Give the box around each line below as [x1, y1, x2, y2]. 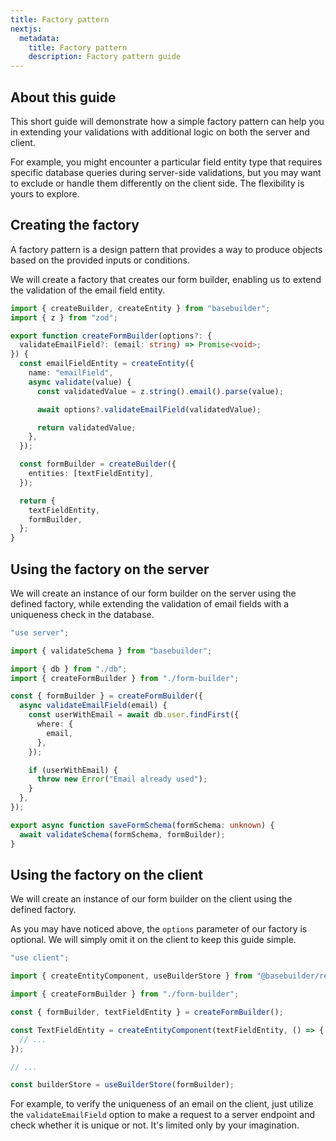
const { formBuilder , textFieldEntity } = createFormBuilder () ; [10, 1007, 284, 1017]
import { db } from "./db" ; [10, 664, 128, 674]
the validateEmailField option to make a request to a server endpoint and [10, 1109, 316, 1121]
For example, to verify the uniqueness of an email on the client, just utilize [10, 1098, 314, 1110]
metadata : [19, 33, 60, 43]
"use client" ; [10, 953, 70, 963]
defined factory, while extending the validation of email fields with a [10, 597, 290, 610]
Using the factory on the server [10, 561, 210, 578]
